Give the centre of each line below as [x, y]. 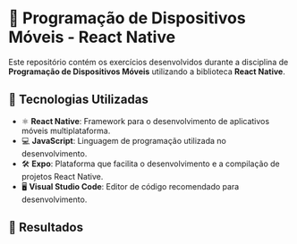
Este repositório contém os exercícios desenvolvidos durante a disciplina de [148, 62]
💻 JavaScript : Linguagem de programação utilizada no [124, 140]
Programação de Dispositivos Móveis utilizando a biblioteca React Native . [147, 72]
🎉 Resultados [46, 227]
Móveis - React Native [92, 37]
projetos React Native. [62, 176]
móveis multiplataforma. [66, 130]
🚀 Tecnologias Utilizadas [78, 100]
